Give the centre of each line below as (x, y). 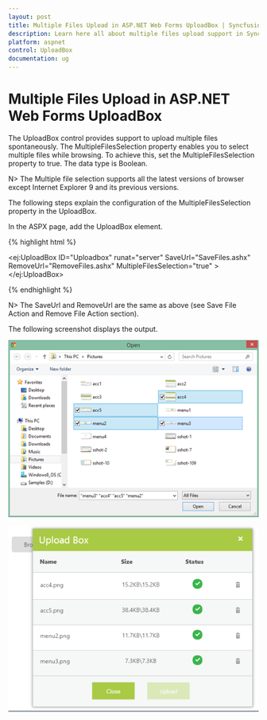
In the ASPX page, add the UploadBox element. (85, 226)
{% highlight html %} (43, 242)
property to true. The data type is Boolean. (78, 163)
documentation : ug (39, 59)
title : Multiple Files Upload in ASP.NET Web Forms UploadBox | (117, 25)
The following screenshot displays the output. (83, 329)
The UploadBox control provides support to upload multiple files (113, 138)
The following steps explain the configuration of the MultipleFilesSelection (130, 202)
